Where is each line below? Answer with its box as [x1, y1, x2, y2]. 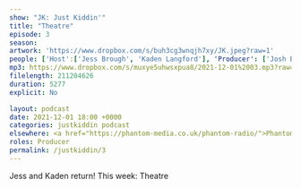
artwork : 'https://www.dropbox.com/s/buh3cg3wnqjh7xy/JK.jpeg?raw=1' [9, 47, 275, 56]
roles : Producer [9, 138, 70, 147]
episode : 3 [9, 30, 50, 38]
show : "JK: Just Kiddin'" [9, 13, 106, 22]
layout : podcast [9, 104, 70, 113]
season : [9, 38, 39, 47]
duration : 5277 [9, 80, 66, 89]
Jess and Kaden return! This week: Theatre [9, 170, 168, 181]
